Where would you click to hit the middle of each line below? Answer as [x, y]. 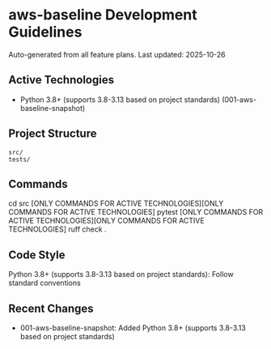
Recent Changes [51, 308]
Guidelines [45, 32]
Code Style [37, 255]
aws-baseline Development [103, 15]
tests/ [19, 160]
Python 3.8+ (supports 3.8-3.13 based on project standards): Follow [121, 275]
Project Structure [53, 134]
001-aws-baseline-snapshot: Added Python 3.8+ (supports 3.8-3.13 [133, 328]
